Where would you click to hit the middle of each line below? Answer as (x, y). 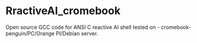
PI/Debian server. (77, 33)
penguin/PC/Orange (30, 33)
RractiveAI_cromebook (63, 11)
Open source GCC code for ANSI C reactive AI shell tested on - (83, 27)
